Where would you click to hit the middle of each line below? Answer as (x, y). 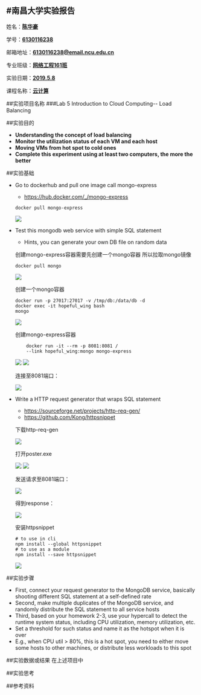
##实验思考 (20, 673)
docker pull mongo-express (49, 208)
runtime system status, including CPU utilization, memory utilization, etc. (105, 622)
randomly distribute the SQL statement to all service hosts (87, 609)
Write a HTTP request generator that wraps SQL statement (88, 399)
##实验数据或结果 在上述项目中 (45, 660)
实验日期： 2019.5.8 (31, 78)
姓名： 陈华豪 (22, 27)
